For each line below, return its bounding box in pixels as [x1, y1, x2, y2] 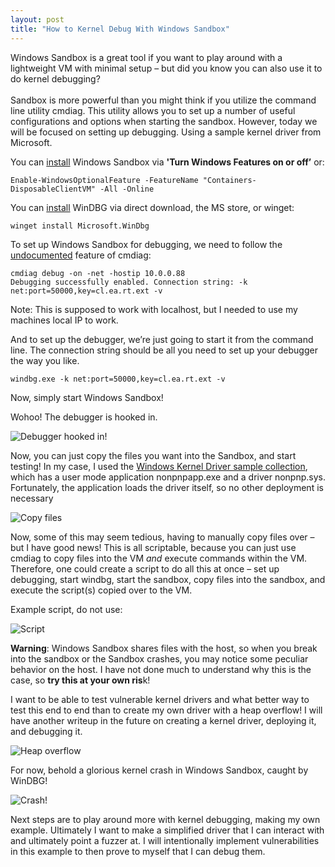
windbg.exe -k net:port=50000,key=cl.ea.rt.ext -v [10, 374, 226, 384]
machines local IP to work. [10, 314, 119, 326]
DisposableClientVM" [10, 184, 97, 194]
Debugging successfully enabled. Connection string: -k [10, 277, 248, 287]
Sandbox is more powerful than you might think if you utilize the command [10, 94, 317, 106]
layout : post [10, 14, 65, 25]
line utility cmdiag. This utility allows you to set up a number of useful [10, 104, 296, 116]
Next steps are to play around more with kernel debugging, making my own [10, 813, 321, 825]
